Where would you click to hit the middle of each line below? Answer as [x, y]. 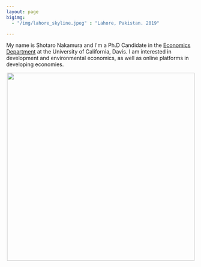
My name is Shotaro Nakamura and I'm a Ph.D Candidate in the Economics [98, 45]
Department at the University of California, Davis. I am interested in [89, 52]
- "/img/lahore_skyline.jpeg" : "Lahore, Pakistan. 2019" [86, 23]
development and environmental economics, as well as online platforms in [97, 58]
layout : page [22, 12]
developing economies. [35, 64]
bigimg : [16, 17]
